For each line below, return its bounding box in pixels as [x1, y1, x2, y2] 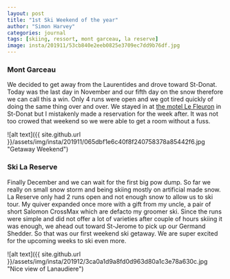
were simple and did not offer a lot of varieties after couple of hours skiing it [7, 214, 222, 223]
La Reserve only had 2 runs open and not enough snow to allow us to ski [7, 192, 213, 200]
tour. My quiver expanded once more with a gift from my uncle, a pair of [7, 200, 211, 208]
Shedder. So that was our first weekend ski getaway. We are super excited [7, 229, 218, 238]
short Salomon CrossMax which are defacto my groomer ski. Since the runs [7, 207, 222, 216]
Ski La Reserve [7, 163, 58, 172]
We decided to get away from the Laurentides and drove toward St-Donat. [7, 81, 218, 89]
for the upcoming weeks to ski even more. [7, 236, 127, 245]
